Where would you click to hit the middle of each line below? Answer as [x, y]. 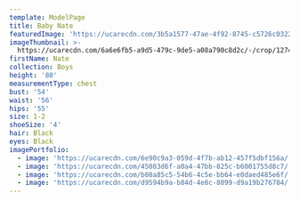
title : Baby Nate [41, 26]
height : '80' [33, 76]
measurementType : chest [53, 84]
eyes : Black [31, 141]
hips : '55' [29, 109]
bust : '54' [29, 92]
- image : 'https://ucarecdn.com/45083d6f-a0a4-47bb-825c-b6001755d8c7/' [155, 166]
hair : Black [31, 133]
